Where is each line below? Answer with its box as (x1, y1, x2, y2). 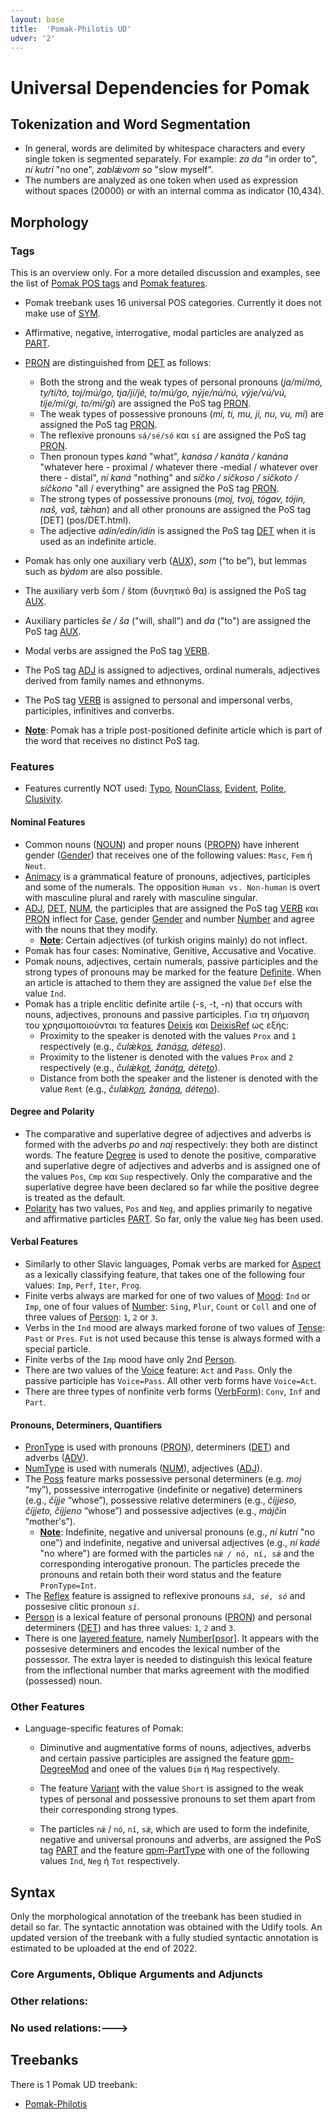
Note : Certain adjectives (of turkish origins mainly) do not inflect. (39, 934, 308, 946)
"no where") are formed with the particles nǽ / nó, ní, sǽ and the (39, 1547, 315, 1560)
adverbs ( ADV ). (24, 1452, 89, 1464)
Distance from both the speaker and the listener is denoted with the (39, 1072, 318, 1084)
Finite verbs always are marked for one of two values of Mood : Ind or (24, 1289, 311, 1301)
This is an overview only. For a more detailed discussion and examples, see (10, 267, 321, 279)
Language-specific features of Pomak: (24, 1722, 184, 1735)
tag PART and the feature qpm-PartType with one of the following (39, 1844, 310, 1856)
